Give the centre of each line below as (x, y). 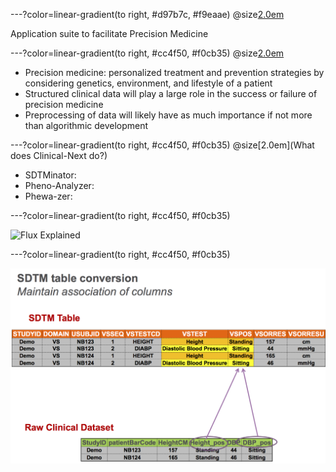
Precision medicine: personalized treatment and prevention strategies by (174, 72)
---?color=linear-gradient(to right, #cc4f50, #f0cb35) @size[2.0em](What (162, 145)
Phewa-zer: (48, 196)
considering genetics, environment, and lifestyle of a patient (148, 83)
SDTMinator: (50, 175)
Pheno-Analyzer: (59, 185)
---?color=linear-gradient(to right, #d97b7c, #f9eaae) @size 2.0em (147, 14)
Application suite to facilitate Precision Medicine (109, 33)
